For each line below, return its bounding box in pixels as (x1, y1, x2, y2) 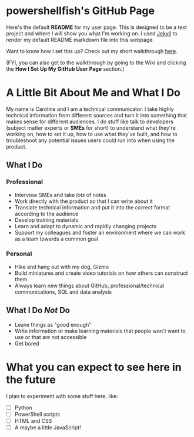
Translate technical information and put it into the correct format (14, 203, 170, 211)
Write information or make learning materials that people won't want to (14, 327, 186, 334)
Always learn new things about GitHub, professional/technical (14, 282, 165, 289)
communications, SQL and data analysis (14, 288, 112, 295)
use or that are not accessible (14, 333, 87, 340)
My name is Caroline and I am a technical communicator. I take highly (6, 105, 175, 113)
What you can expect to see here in (6, 360, 182, 374)
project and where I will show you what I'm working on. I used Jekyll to (6, 29, 178, 37)
